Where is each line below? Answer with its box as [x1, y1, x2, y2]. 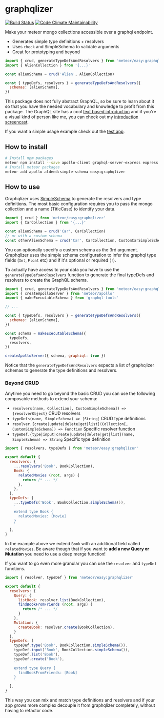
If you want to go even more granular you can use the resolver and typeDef [5, 560, 157, 567]
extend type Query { [14, 665, 56, 671]
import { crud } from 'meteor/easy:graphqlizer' [5, 216, 106, 221]
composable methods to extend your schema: [5, 396, 98, 402]
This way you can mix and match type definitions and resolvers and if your [5, 697, 155, 703]
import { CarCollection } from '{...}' [5, 220, 86, 225]
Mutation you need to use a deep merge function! [5, 551, 106, 557]
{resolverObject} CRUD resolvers [12, 410, 81, 416]
